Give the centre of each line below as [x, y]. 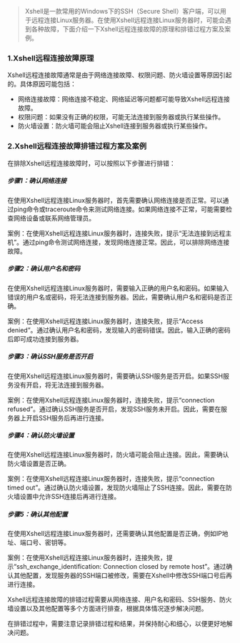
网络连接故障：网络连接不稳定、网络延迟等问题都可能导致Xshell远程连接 [124, 99]
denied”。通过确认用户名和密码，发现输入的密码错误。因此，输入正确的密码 [119, 330]
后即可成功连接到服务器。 [45, 339]
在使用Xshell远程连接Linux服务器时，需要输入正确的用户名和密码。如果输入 [118, 288]
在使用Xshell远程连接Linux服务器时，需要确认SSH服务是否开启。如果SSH [115, 376]
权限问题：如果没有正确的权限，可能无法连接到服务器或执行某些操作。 [121, 117]
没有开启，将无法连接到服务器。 [60, 385]
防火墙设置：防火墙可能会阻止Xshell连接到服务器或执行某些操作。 [114, 126]
